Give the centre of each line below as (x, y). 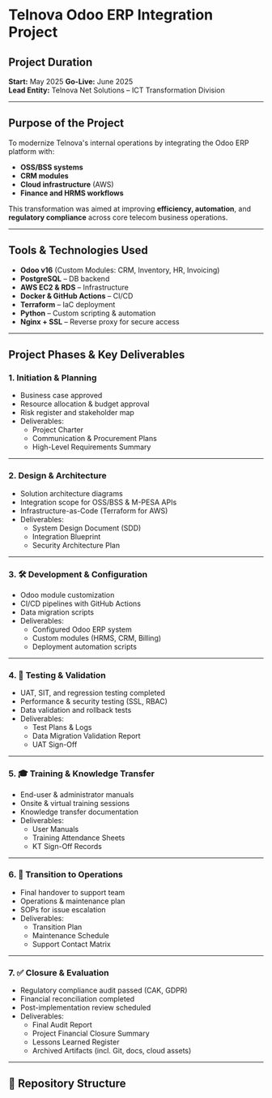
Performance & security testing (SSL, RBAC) (94, 701)
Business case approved (61, 396)
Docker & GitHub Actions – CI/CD (76, 296)
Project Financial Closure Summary (91, 1034)
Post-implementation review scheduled (85, 1008)
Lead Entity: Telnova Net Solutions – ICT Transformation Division (117, 90)
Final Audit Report (62, 1025)
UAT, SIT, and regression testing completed (93, 693)
